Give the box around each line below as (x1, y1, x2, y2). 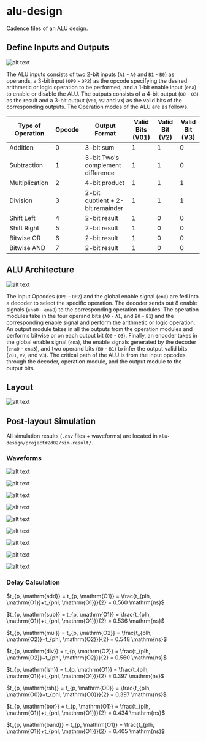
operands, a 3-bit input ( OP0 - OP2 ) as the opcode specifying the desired (6, 77, 188, 84)
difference (85, 169, 115, 177)
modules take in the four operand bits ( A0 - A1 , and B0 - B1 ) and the (6, 312, 174, 319)
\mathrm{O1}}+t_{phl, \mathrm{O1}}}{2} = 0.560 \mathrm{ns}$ (6, 599, 165, 606)
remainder (94, 203, 124, 212)
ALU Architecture (6, 265, 75, 275)
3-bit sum (85, 143, 115, 151)
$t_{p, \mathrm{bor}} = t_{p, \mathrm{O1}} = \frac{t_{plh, (6, 702, 150, 710)
